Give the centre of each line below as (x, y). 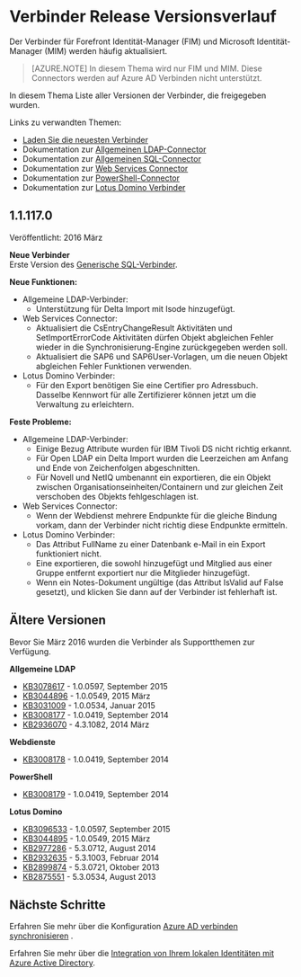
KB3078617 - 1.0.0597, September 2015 (95, 686)
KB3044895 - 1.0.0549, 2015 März (86, 839)
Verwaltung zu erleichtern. (85, 404)
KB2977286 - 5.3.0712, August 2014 (89, 848)
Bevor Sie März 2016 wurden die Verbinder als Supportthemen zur (132, 642)
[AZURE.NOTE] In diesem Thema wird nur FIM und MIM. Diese (147, 68)
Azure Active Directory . (53, 963)
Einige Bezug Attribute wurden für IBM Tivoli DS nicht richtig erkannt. (164, 449)
